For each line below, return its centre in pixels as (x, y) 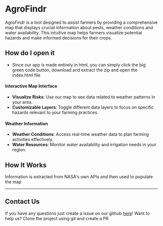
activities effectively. (33, 140)
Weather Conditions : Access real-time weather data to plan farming (80, 134)
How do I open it (30, 53)
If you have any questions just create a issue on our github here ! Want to (77, 213)
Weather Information (27, 123)
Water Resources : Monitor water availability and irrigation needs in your (84, 145)
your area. (22, 102)
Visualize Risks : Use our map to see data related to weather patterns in (83, 97)
